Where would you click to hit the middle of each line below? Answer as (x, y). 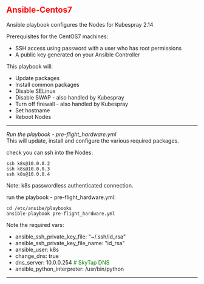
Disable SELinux (35, 91)
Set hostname (32, 110)
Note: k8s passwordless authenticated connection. (70, 185)
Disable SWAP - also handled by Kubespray (70, 97)
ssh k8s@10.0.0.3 (28, 169)
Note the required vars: (35, 225)
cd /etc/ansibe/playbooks (39, 208)
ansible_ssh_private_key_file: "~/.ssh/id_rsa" (70, 237)
